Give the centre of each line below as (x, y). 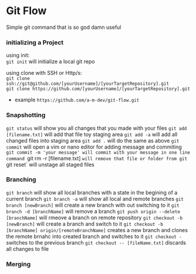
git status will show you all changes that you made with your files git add (97, 128)
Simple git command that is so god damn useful (64, 27)
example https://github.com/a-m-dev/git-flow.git (77, 100)
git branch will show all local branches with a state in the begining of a (92, 192)
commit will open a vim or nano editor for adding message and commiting (94, 147)
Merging (18, 264)
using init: (18, 55)
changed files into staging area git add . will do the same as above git (93, 140)
